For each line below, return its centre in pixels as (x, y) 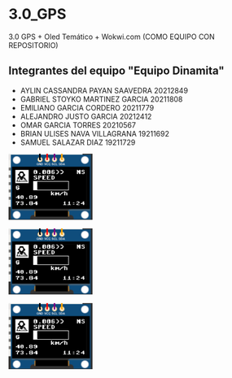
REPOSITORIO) (33, 45)
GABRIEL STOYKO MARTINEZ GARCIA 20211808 (101, 99)
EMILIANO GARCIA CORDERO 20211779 (87, 107)
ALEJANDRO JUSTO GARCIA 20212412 (86, 116)
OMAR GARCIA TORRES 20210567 (78, 125)
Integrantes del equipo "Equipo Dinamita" (117, 71)
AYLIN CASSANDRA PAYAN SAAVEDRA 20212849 (104, 90)
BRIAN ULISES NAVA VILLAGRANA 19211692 (94, 133)
